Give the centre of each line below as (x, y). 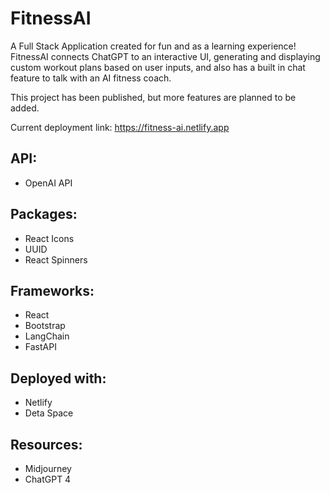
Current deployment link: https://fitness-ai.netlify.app (120, 127)
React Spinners (56, 259)
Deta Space (49, 413)
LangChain (47, 336)
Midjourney (48, 468)
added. (25, 108)
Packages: (44, 214)
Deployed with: (58, 378)
